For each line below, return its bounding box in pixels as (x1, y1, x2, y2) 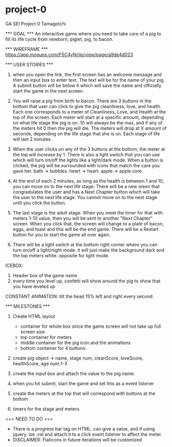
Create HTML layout (12, 313, 55, 319)
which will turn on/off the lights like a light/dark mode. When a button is (12, 157, 164, 163)
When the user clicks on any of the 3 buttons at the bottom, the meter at (12, 146, 165, 152)
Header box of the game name (12, 272, 78, 278)
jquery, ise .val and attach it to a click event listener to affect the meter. (12, 431, 162, 437)
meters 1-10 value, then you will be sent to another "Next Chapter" (12, 215, 153, 221)
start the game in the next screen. (12, 87, 84, 94)
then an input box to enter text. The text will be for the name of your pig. (12, 77, 165, 83)
